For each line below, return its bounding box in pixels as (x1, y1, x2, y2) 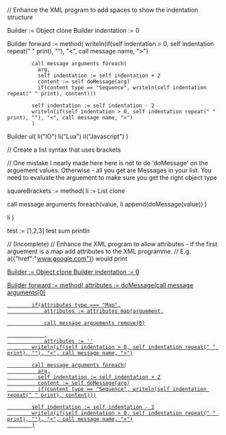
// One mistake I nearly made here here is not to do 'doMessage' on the (7, 159, 209, 167)
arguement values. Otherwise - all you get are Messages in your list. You (7, 166, 212, 174)
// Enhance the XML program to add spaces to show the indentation (7, 6, 199, 14)
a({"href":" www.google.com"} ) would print (7, 255, 128, 263)
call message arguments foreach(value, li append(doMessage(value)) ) (7, 200, 208, 208)
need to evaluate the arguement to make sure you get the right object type (7, 174, 217, 181)
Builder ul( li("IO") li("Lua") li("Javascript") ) (7, 132, 129, 140)
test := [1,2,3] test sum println (7, 226, 90, 235)
